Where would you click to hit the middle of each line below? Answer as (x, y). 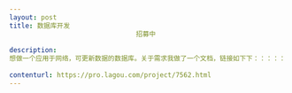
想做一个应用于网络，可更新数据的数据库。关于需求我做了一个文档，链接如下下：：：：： (147, 58)
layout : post (33, 17)
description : (33, 50)
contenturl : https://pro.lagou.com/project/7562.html (111, 75)
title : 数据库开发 (40, 26)
